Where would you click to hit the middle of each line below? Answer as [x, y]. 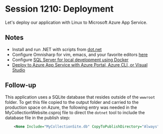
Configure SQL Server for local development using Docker [70, 60]
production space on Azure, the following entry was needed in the [71, 107]
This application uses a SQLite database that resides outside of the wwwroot [80, 97]
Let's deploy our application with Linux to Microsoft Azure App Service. [76, 22]
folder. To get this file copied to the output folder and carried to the [72, 102]
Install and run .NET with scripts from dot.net [57, 49]
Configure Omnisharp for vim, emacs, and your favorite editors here [80, 54]
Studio [18, 70]
